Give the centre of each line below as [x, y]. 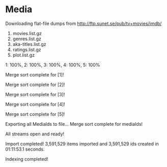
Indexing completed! [27, 159]
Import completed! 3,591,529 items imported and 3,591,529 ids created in [82, 144]
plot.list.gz [23, 55]
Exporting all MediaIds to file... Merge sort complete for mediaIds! [74, 124]
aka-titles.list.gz [30, 44]
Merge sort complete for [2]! [35, 85]
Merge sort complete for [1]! [35, 74]
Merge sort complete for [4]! [35, 104]
